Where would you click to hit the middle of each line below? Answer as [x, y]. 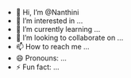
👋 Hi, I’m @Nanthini [47, 12]
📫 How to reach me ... [52, 47]
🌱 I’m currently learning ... [58, 29]
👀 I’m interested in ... [49, 21]
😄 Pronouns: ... [41, 58]
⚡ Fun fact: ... [37, 67]
